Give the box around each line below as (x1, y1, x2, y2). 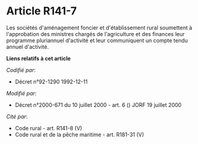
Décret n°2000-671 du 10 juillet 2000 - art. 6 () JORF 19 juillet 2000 (14, 101, 182, 109)
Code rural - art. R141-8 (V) (14, 124, 82, 131)
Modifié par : (6, 89, 37, 97)
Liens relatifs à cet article (6, 55, 71, 62)
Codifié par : (6, 66, 36, 73)
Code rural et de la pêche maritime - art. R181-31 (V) (14, 131, 144, 138)
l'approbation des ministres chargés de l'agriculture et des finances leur (6, 30, 185, 37)
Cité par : (6, 113, 28, 120)
